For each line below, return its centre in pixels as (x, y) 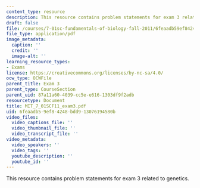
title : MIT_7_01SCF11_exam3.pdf (46, 106)
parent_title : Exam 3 (33, 84)
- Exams (16, 67)
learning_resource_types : (38, 61)
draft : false (22, 23)
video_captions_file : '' (42, 123)
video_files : (22, 117)
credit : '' (25, 51)
